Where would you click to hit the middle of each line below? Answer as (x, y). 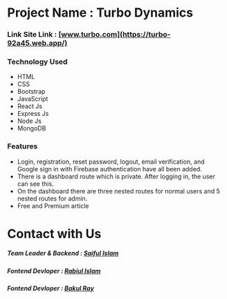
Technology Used (37, 62)
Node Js (29, 121)
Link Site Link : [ (34, 35)
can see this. (35, 183)
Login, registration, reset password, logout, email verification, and (111, 162)
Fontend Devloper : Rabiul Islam (54, 271)
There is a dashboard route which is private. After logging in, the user (116, 176)
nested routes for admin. (52, 198)
